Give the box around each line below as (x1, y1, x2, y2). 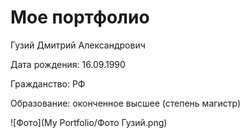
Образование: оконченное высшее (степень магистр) (10, 97, 242, 109)
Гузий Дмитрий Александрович (10, 39, 146, 51)
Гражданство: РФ (10, 77, 86, 90)
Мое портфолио (10, 6, 150, 29)
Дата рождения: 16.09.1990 (10, 58, 126, 70)
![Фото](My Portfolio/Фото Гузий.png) (10, 116, 168, 128)
